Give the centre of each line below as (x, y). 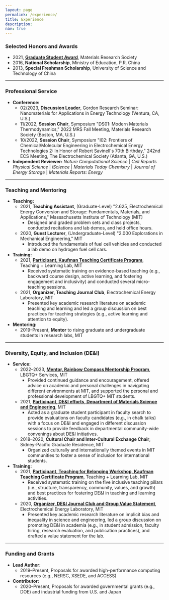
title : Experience (24, 19)
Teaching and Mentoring (36, 190)
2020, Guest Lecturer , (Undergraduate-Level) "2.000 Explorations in (91, 234)
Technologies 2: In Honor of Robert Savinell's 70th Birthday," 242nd (90, 151)
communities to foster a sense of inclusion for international (89, 455)
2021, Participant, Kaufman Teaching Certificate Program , (82, 260)
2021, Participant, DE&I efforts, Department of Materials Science (89, 402)
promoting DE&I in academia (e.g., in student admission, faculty (93, 525)
